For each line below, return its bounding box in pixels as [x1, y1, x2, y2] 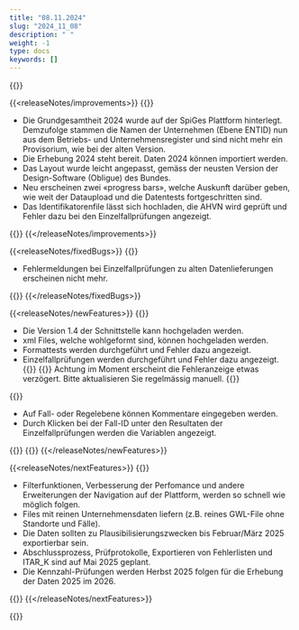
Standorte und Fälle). [22, 518, 101, 529]
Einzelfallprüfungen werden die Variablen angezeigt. [22, 428, 217, 438]
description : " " [9, 30, 75, 39]
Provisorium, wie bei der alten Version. [22, 144, 167, 154]
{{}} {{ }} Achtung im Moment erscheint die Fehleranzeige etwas [22, 364, 259, 375]
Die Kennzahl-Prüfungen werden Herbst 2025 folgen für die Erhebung [22, 566, 284, 577]
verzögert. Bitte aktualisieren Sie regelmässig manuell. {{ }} [22, 374, 240, 384]
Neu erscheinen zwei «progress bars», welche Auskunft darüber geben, [22, 182, 291, 192]
